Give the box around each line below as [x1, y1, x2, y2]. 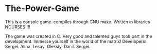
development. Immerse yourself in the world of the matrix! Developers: [5, 38, 147, 44]
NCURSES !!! [5, 24, 31, 29]
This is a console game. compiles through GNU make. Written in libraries [5, 19, 151, 25]
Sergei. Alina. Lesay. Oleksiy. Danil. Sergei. [5, 43, 91, 49]
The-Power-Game [5, 3, 79, 14]
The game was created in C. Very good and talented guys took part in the [5, 33, 152, 39]
